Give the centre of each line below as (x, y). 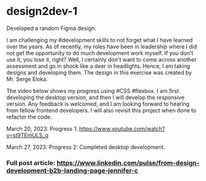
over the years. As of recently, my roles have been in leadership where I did (102, 46)
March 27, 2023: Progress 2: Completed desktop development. (86, 147)
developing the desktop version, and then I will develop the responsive (96, 97)
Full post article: (31, 163)
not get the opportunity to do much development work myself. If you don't (100, 53)
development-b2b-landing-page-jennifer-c (72, 171)
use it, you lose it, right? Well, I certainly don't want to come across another (101, 59)
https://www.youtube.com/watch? (122, 128)
